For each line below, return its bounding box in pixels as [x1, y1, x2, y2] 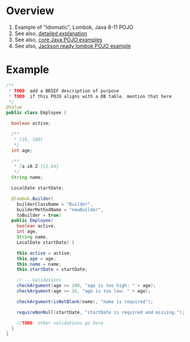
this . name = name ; [16, 261, 62, 267]
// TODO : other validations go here [16, 320, 104, 326]
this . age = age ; [16, 255, 57, 261]
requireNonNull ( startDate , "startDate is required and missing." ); [16, 309, 185, 316]
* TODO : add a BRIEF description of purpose [8, 88, 119, 94]
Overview [6, 4, 55, 18]
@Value [6, 104, 22, 110]
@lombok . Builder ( [11, 195, 54, 201]
